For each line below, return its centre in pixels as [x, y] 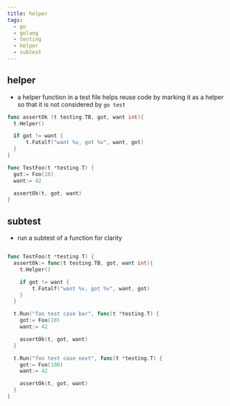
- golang [26, 33]
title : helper [28, 14]
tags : [15, 20]
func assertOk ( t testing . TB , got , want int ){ [76, 117]
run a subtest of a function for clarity [70, 238]
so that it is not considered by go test [71, 104]
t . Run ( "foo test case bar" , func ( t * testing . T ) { [86, 314]
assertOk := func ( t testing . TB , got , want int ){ [83, 263]
